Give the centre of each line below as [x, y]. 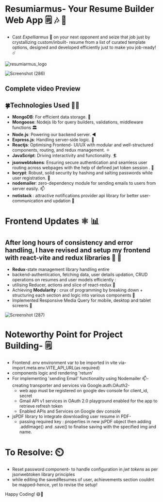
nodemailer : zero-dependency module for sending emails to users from [84, 183]
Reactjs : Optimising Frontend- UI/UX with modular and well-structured [83, 145]
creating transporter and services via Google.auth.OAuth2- [71, 385]
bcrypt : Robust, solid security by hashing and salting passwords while [82, 173]
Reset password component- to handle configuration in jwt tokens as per [85, 469]
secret [26, 396]
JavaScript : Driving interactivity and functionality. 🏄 [65, 156]
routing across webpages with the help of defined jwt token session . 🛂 [83, 168]
